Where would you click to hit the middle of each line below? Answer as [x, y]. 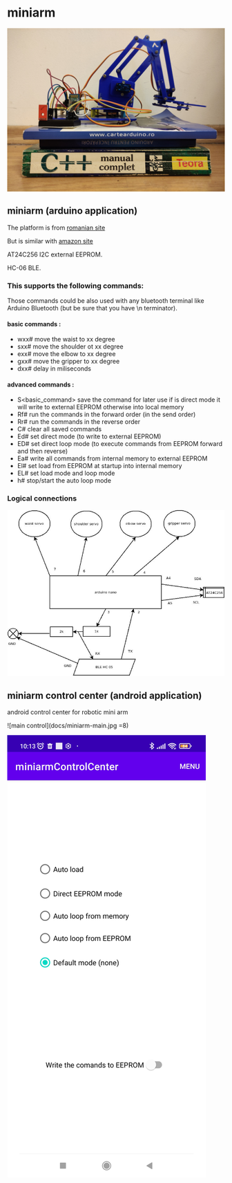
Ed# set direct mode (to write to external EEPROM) [89, 436]
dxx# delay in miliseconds [54, 369]
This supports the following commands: [76, 286]
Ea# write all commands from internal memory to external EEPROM [112, 458]
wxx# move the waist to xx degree [66, 339]
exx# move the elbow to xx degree [66, 354]
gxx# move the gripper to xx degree [68, 362]
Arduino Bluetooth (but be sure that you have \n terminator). [92, 308]
